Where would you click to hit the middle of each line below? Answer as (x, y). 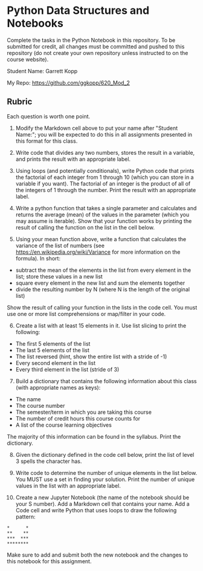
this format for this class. (47, 141)
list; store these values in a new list (59, 276)
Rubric (20, 102)
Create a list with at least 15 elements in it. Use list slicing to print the (101, 325)
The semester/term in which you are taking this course (83, 412)
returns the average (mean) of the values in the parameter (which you (102, 215)
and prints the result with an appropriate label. (73, 159)
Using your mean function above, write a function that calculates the (101, 239)
